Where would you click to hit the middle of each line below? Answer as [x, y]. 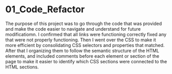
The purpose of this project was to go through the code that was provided [84, 23]
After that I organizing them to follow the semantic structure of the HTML [82, 51]
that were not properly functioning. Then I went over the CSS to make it [81, 40]
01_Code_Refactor [45, 9]
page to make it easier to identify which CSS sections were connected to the [86, 61]
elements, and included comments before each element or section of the [82, 56]
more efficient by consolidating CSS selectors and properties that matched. [85, 45]
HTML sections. [22, 67]
